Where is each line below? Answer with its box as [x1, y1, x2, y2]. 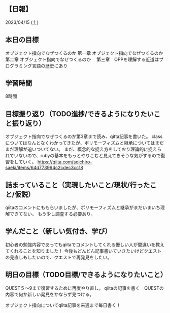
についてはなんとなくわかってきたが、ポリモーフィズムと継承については [5, 140, 155, 146]
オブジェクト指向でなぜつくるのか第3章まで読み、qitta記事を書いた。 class [5, 133, 163, 140]
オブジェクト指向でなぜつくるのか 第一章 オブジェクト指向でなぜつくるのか [5, 50, 163, 56]
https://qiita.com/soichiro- [37, 159, 92, 165]
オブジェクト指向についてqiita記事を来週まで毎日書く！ [5, 302, 121, 308]
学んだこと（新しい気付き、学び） [5, 227, 112, 236]
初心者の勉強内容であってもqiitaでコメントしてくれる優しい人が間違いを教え [5, 241, 165, 248]
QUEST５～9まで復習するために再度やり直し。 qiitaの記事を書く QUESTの [5, 285, 164, 291]
